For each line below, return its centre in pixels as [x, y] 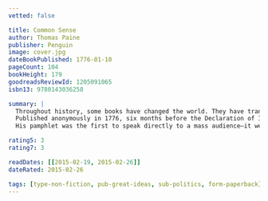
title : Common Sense [43, 30]
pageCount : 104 [33, 67]
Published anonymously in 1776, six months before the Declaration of [135, 119]
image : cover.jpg [37, 53]
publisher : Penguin [41, 45]
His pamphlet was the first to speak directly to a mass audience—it [133, 126]
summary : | [26, 104]
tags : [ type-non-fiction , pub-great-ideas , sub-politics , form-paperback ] [135, 184]
